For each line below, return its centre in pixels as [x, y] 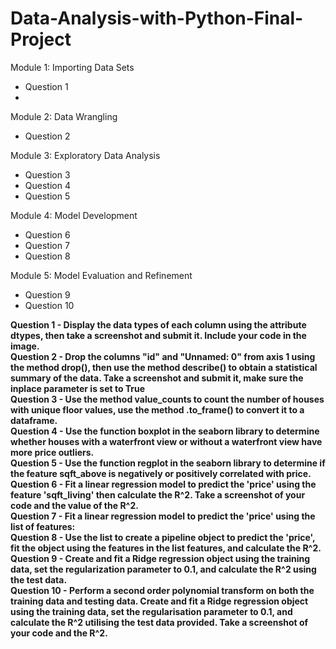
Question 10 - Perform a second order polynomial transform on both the [162, 590]
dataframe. [34, 420]
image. [25, 346]
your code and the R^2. [59, 633]
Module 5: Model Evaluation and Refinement [101, 275]
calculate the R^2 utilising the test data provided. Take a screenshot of [159, 622]
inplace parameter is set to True [78, 388]
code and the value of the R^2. [74, 505]
